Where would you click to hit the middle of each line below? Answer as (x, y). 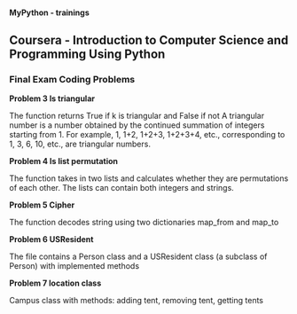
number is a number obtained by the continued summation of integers (137, 125)
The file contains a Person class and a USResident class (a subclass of (138, 256)
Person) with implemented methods (74, 266)
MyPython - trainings (50, 12)
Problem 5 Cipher (42, 205)
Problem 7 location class (55, 283)
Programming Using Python (87, 54)
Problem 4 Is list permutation (63, 161)
